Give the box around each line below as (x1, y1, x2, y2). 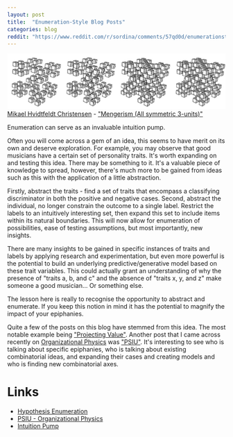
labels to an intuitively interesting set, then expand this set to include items (7, 209, 221, 217)
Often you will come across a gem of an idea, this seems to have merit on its (7, 136, 225, 145)
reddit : (7, 33, 30, 40)
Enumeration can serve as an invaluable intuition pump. (7, 123, 166, 131)
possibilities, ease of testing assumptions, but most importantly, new (7, 223, 203, 232)
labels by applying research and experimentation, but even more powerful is (7, 252, 225, 260)
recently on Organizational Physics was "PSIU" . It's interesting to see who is (7, 337, 224, 346)
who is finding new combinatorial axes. (7, 359, 119, 368)
